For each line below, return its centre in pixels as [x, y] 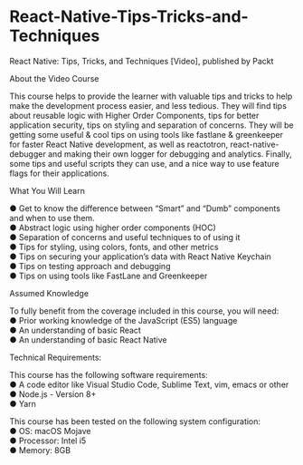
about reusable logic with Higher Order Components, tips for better [134, 115]
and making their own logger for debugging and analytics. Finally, [170, 154]
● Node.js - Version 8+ [53, 394]
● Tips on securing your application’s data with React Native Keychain [140, 257]
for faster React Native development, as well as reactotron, [119, 144]
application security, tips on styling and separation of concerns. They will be [151, 125]
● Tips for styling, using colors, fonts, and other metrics [114, 247]
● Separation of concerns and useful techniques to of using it [125, 237]
